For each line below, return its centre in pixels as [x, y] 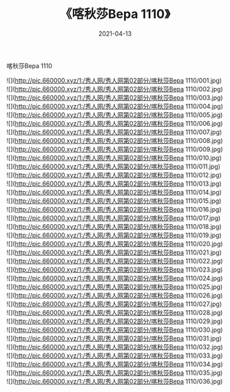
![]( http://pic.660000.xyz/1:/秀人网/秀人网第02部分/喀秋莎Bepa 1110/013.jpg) [114, 184]
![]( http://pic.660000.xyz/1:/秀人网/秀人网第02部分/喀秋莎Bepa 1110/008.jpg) [115, 140]
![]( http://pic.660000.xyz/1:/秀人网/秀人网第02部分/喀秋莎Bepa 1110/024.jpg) [115, 278]
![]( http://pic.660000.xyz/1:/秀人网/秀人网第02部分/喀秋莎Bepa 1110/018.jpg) [114, 226]
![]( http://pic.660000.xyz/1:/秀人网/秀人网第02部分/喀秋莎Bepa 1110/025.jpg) [115, 287]
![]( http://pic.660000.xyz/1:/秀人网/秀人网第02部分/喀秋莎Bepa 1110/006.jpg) [115, 123]
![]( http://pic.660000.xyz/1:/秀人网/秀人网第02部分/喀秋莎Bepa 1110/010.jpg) [114, 157]
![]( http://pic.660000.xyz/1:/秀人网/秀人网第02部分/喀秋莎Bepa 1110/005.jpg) [115, 115]
